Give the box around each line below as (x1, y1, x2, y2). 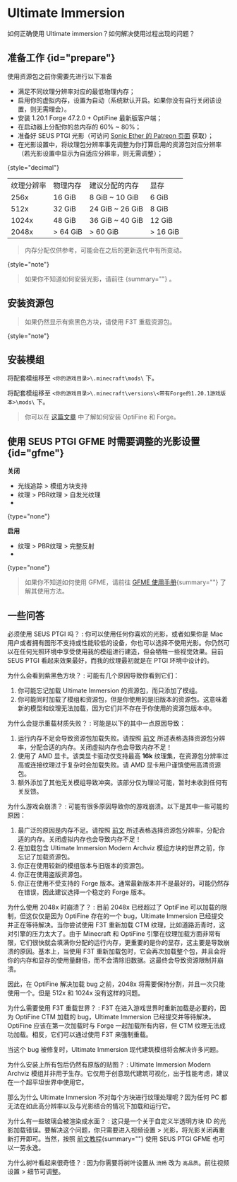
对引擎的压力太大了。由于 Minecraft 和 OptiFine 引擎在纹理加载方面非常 (7, 929, 215, 938)
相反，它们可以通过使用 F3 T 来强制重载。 (31, 1031, 152, 1038)
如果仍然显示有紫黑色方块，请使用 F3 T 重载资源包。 (24, 317, 176, 326)
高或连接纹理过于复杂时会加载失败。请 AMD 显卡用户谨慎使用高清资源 (17, 760, 221, 769)
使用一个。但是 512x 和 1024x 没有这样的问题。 (7, 989, 145, 997)
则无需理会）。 (30, 105, 71, 113)
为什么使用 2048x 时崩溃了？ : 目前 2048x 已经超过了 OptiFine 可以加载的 (7, 903, 221, 911)
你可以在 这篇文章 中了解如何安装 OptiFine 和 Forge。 (24, 412, 180, 422)
